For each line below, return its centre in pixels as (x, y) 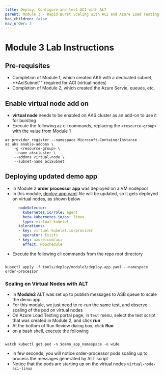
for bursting (24, 120)
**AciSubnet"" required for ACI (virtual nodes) (59, 83)
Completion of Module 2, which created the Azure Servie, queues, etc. (83, 88)
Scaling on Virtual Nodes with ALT (47, 284)
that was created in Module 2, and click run (56, 320)
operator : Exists (40, 235)
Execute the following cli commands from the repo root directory (78, 254)
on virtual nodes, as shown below (46, 199)
